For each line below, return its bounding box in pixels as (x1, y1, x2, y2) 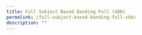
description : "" (6, 20, 47, 26)
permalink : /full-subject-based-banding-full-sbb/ (6, 14, 137, 20)
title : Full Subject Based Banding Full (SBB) (6, 8, 126, 15)
